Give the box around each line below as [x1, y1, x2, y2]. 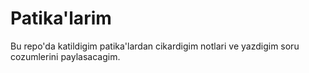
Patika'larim [10, 7, 112, 30]
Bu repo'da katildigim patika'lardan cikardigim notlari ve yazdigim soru [10, 40, 300, 52]
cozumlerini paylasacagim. [10, 50, 121, 62]
